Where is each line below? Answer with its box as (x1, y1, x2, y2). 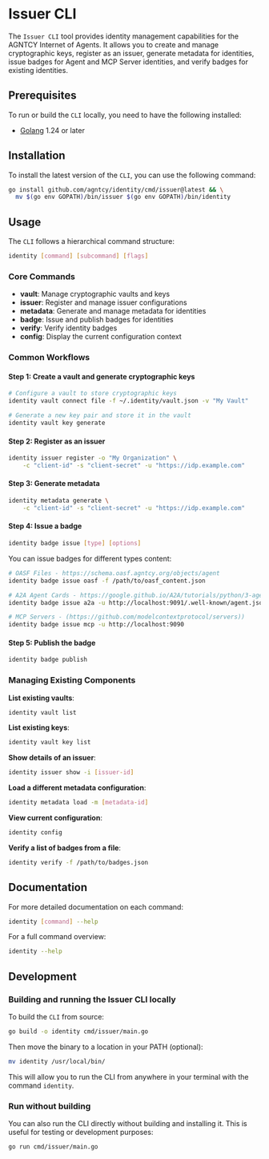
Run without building (8, 1100, 91, 1112)
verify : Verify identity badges (19, 323, 118, 333)
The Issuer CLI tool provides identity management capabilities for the (8, 31, 239, 41)
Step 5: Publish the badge (8, 638, 96, 647)
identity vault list (8, 708, 78, 716)
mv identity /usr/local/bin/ (8, 1057, 106, 1065)
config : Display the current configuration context (19, 332, 182, 342)
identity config (8, 829, 62, 837)
